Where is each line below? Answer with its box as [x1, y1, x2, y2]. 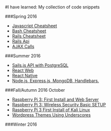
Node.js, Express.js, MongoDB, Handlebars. [12, 78, 99, 83]
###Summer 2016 [5, 53, 41, 59]
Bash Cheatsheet [12, 28, 47, 33]
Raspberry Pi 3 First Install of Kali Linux [12, 107, 90, 113]
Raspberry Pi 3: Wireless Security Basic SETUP [12, 102, 106, 107]
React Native [12, 73, 38, 78]
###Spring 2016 [5, 14, 37, 19]
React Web [12, 67, 34, 73]
